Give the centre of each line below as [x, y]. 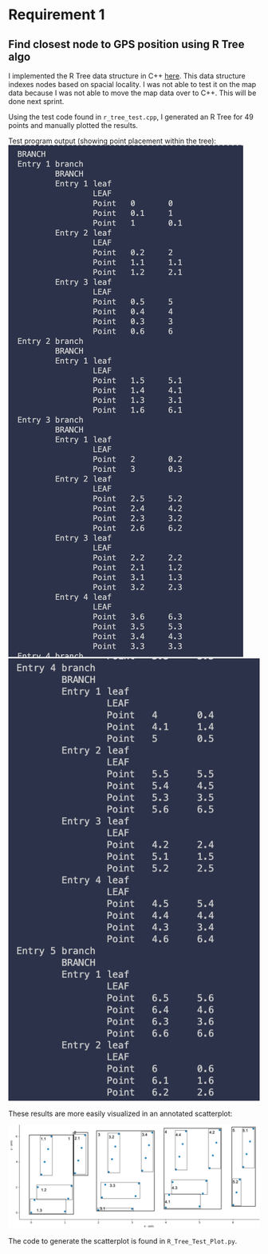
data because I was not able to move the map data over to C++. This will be [132, 93]
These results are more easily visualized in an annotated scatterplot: [120, 1114]
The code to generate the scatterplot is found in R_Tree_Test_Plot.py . [123, 1241]
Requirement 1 [57, 15]
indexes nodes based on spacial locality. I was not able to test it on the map [132, 84]
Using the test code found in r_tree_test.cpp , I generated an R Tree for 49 [131, 117]
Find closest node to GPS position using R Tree [126, 44]
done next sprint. [36, 101]
